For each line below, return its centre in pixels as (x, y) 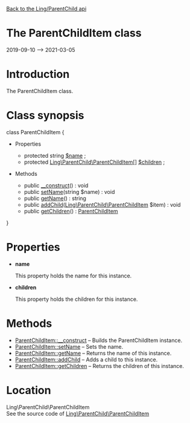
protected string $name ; (55, 155)
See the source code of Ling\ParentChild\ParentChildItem (78, 413)
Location (29, 390)
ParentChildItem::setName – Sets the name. (69, 346)
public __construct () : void (56, 185)
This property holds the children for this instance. (76, 299)
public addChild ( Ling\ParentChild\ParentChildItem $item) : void (102, 204)
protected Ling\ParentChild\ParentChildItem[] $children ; (94, 162)
